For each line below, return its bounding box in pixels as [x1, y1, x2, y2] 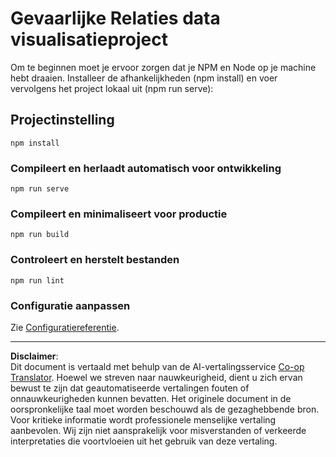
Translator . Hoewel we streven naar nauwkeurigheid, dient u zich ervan [10, 371, 303, 383]
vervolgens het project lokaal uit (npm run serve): [10, 82, 214, 94]
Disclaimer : [10, 350, 59, 362]
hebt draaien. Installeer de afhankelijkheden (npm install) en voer [10, 72, 278, 84]
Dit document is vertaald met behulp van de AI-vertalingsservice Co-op [10, 360, 305, 372]
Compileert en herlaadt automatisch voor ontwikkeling [10, 161, 282, 175]
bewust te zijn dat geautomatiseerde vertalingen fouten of [10, 382, 250, 394]
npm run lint [10, 275, 65, 286]
